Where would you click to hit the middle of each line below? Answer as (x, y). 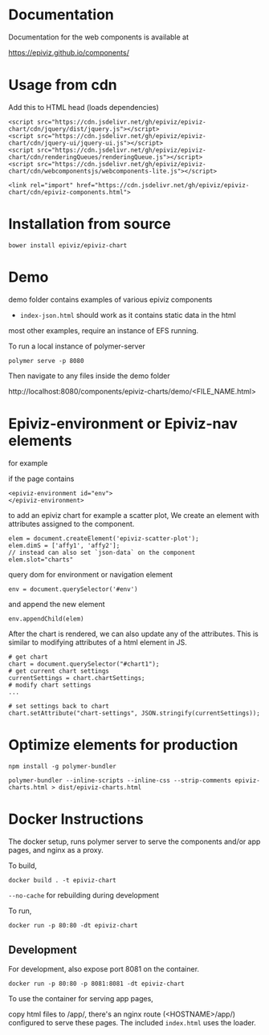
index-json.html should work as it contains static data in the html (128, 315)
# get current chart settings (59, 671)
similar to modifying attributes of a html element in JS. (98, 642)
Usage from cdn (63, 85)
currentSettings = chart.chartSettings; (77, 678)
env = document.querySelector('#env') (73, 589)
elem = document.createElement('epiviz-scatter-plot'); (104, 538)
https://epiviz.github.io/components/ (69, 52)
